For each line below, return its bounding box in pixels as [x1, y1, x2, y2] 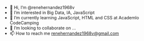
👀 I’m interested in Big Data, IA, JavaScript [9, 10, 95, 15]
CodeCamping [9, 20, 39, 26]
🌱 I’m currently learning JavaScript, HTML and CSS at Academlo [9, 15, 139, 20]
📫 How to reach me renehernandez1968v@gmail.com [9, 30, 119, 36]
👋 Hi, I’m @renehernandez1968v [9, 5, 75, 10]
